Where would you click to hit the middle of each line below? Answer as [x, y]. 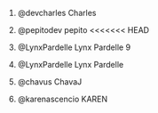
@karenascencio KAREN [63, 99]
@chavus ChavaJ [50, 82]
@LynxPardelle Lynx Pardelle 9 [74, 47]
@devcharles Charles [57, 13]
